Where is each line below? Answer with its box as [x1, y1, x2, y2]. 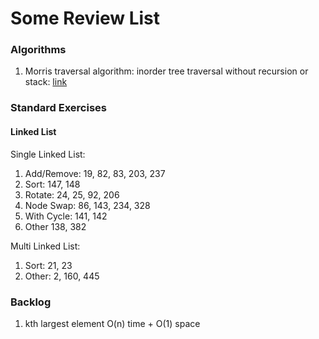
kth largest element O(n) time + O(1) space [24, 317, 201, 329]
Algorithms [10, 43, 67, 57]
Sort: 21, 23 [24, 259, 73, 271]
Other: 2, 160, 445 [24, 270, 100, 282]
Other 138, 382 [24, 220, 87, 232]
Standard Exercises [10, 101, 107, 115]
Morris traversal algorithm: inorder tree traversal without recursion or [24, 65, 309, 77]
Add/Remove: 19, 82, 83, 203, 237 [24, 167, 166, 179]
